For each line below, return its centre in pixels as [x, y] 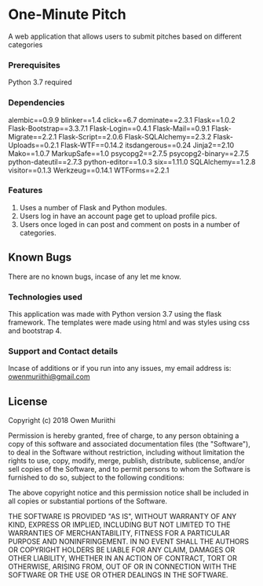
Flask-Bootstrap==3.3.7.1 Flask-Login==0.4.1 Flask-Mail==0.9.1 [109, 128]
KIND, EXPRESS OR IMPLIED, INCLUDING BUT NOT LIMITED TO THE [119, 525]
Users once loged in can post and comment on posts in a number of [130, 224]
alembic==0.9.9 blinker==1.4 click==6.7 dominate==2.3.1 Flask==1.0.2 [122, 120]
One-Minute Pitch [68, 15]
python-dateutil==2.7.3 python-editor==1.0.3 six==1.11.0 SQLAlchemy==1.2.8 [132, 161]
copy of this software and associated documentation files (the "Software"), [130, 444]
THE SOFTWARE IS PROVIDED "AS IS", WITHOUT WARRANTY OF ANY [122, 517]
